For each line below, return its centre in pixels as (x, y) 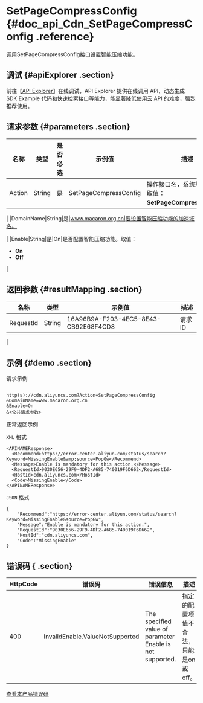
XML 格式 (17, 437)
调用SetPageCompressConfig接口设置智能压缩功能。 (72, 54)
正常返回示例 (22, 425)
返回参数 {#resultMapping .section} (74, 289)
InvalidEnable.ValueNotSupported (92, 637)
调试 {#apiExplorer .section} (60, 75)
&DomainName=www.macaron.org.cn (47, 401)
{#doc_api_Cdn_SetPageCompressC (100, 24)
